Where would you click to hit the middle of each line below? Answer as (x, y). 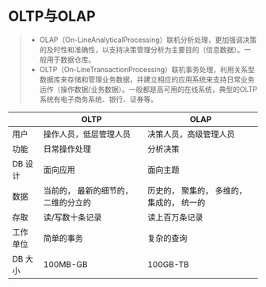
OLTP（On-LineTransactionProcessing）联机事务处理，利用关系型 (147, 69)
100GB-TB (168, 264)
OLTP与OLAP (52, 16)
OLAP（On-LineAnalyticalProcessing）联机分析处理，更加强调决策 (148, 40)
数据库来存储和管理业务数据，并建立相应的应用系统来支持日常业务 (147, 79)
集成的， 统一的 (177, 202)
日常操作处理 (67, 149)
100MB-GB (65, 264)
